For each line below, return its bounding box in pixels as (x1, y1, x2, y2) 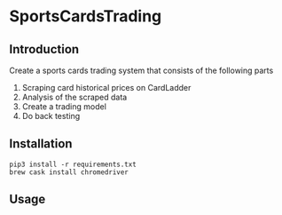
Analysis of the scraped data (21, 92, 128, 102)
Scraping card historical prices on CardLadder (21, 83, 192, 92)
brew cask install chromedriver (9, 167, 129, 177)
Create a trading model (21, 101, 106, 112)
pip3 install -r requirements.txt (9, 160, 137, 169)
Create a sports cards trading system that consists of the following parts (9, 65, 274, 76)
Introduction (9, 42, 80, 57)
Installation (9, 136, 73, 152)
